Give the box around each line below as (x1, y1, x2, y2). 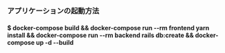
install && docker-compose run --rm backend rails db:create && (7, 31, 194, 39)
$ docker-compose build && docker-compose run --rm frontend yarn (7, 23, 210, 32)
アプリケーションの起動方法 (7, 6, 100, 15)
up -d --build (35, 38, 74, 46)
